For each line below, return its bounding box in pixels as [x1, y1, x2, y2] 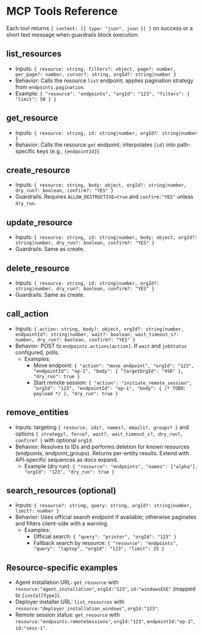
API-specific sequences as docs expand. [15, 456, 119, 463]
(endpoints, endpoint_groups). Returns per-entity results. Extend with [15, 449, 189, 456]
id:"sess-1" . [15, 624, 47, 632]
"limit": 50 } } [15, 96, 57, 102]
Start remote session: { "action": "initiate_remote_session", [33, 379, 192, 386]
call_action [6, 309, 49, 319]
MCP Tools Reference [6, 4, 118, 18]
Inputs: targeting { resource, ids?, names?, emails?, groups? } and [15, 423, 189, 431]
